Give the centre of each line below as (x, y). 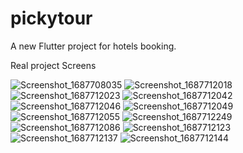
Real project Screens (53, 65)
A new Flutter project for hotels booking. (93, 46)
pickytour (51, 18)
